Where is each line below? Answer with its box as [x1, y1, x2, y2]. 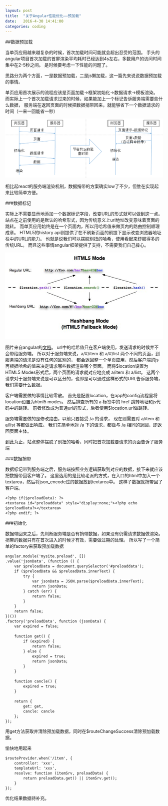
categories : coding [5, 24, 46, 29]
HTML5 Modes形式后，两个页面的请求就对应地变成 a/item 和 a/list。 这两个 [5, 369, 160, 375]
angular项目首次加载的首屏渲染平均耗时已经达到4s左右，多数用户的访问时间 [5, 56, 161, 62]
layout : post [5, 8, 32, 13]
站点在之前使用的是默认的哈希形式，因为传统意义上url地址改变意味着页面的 [5, 217, 160, 223]
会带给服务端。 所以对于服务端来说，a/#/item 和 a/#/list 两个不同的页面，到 [5, 351, 160, 357]
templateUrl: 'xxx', [14, 766, 57, 771]
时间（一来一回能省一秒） [5, 108, 58, 115]
